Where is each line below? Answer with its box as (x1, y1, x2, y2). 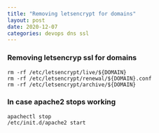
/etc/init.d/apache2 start (7, 119, 86, 126)
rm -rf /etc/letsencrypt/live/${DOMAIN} (7, 69, 127, 76)
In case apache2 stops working (7, 97, 116, 107)
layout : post (7, 17, 46, 24)
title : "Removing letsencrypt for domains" (7, 10, 137, 17)
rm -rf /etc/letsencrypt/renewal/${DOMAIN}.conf (7, 75, 152, 82)
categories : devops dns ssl (7, 29, 90, 37)
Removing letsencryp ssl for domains (7, 53, 137, 63)
